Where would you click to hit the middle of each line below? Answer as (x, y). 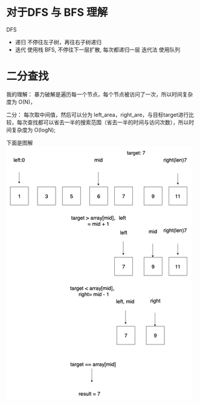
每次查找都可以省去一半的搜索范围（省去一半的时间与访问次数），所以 (103, 122)
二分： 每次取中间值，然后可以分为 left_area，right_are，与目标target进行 (98, 114)
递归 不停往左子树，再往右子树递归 (58, 42)
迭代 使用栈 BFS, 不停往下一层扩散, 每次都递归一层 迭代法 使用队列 (97, 50)
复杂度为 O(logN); (33, 130)
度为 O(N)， (21, 102)
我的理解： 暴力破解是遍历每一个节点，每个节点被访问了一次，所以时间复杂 (100, 94)
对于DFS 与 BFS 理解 (57, 12)
